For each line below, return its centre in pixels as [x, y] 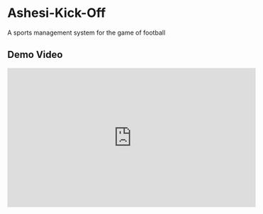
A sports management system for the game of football [86, 32]
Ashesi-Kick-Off [57, 13]
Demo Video [35, 55]
